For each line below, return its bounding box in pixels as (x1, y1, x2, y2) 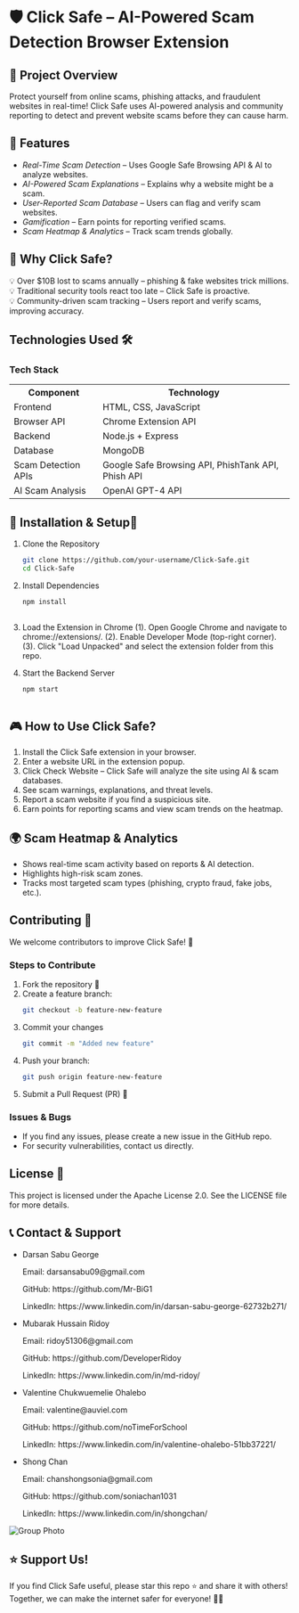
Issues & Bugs (9, 1110, 72, 1123)
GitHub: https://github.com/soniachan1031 (21, 1490, 177, 1502)
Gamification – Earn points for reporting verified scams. (21, 216, 227, 227)
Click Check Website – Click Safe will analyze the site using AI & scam (21, 766, 279, 776)
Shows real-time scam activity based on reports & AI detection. (21, 859, 255, 869)
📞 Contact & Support (9, 1225, 122, 1240)
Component (28, 387, 80, 399)
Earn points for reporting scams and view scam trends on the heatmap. (21, 804, 283, 815)
